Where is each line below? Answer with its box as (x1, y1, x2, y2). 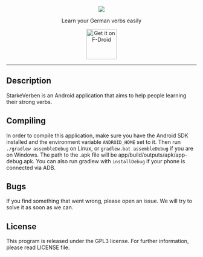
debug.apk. (6, 157, 35, 164)
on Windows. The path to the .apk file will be (6, 151, 117, 158)
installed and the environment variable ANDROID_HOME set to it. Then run (6, 138, 181, 145)
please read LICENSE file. (6, 244, 70, 251)
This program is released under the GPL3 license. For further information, (6, 238, 189, 245)
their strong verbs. (6, 98, 53, 105)
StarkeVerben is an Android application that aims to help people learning (6, 91, 187, 99)
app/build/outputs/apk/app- (118, 151, 188, 158)
